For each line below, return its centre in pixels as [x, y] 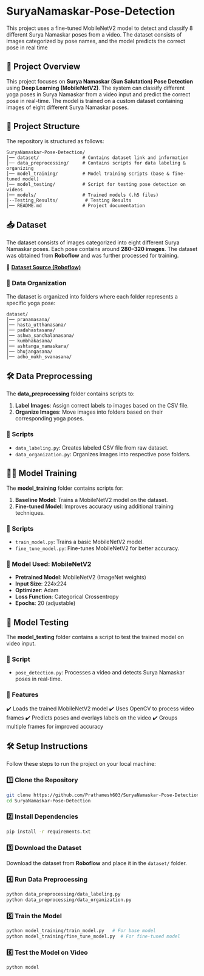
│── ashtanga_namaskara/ [38, 346]
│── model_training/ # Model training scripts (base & [88, 174]
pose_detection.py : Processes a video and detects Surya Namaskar [100, 673]
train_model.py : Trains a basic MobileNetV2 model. [80, 542]
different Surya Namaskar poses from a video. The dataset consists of [94, 34]
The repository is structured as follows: [55, 141]
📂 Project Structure [43, 126]
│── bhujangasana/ [29, 352]
